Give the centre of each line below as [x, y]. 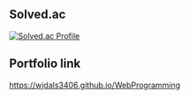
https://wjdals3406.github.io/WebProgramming [95, 85]
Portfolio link [45, 64]
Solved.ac [38, 15]
